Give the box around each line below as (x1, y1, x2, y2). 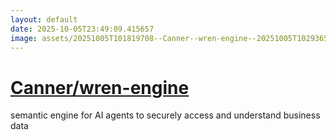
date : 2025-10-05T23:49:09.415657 (10, 24, 155, 34)
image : (10, 33, 38, 43)
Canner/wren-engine (10, 76, 190, 99)
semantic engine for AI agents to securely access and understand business (10, 109, 321, 121)
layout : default (10, 14, 78, 25)
